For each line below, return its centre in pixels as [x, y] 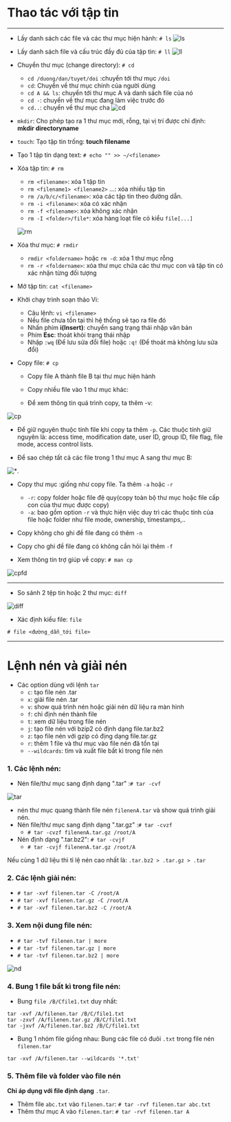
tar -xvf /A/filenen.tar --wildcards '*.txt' [73, 1059]
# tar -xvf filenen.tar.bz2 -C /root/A [74, 908]
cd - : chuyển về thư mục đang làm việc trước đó [96, 100]
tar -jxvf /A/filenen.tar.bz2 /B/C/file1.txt [73, 1026]
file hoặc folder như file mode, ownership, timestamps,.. [106, 519]
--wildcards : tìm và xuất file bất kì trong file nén [95, 750]
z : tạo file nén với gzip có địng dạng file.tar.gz [92, 736]
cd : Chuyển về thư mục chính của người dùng [91, 85]
